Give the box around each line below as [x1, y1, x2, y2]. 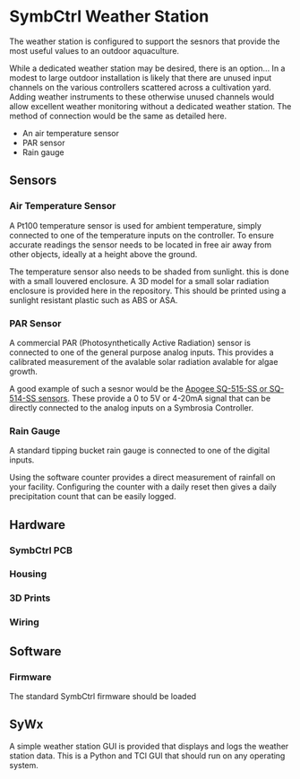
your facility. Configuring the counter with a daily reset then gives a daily [9, 481, 278, 492]
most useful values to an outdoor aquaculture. [9, 45, 180, 56]
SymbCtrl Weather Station [9, 6, 210, 27]
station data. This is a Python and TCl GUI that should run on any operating [9, 750, 286, 761]
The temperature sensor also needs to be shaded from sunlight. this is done [9, 266, 289, 277]
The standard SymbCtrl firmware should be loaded [9, 690, 197, 701]
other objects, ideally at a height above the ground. [9, 248, 198, 259]
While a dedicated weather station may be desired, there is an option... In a [9, 63, 286, 74]
